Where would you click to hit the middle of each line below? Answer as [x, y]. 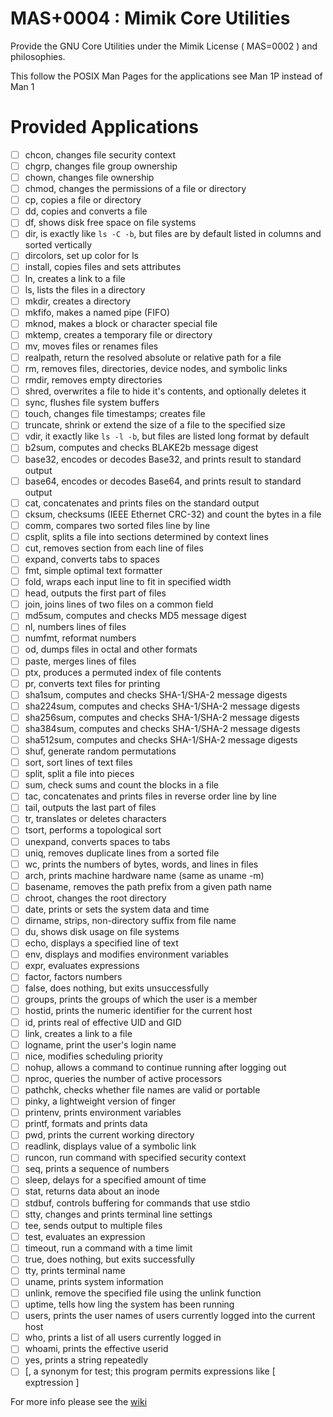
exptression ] [52, 1383]
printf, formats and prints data [86, 1124]
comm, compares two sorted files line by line [117, 525]
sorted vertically [58, 245]
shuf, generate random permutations [100, 751]
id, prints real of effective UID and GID [103, 1022]
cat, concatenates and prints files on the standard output [142, 503]
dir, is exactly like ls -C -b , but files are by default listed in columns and [173, 234]
